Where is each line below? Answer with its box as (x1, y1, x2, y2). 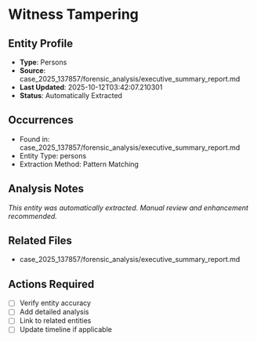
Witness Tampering (8, 5, 139, 24)
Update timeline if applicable (19, 325, 112, 334)
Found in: (19, 134, 50, 144)
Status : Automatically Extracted (19, 91, 123, 100)
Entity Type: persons (19, 151, 87, 160)
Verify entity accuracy (19, 298, 92, 307)
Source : (19, 66, 46, 75)
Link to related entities (19, 316, 92, 326)
